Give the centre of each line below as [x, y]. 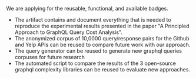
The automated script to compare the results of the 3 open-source [95, 63]
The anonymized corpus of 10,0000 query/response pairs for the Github [102, 38]
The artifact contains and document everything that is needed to [93, 20]
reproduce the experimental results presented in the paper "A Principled [102, 26]
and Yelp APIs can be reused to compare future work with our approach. [102, 44]
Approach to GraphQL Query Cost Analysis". [68, 32]
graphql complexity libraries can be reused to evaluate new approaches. [102, 69]
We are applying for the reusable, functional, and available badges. [87, 8]
